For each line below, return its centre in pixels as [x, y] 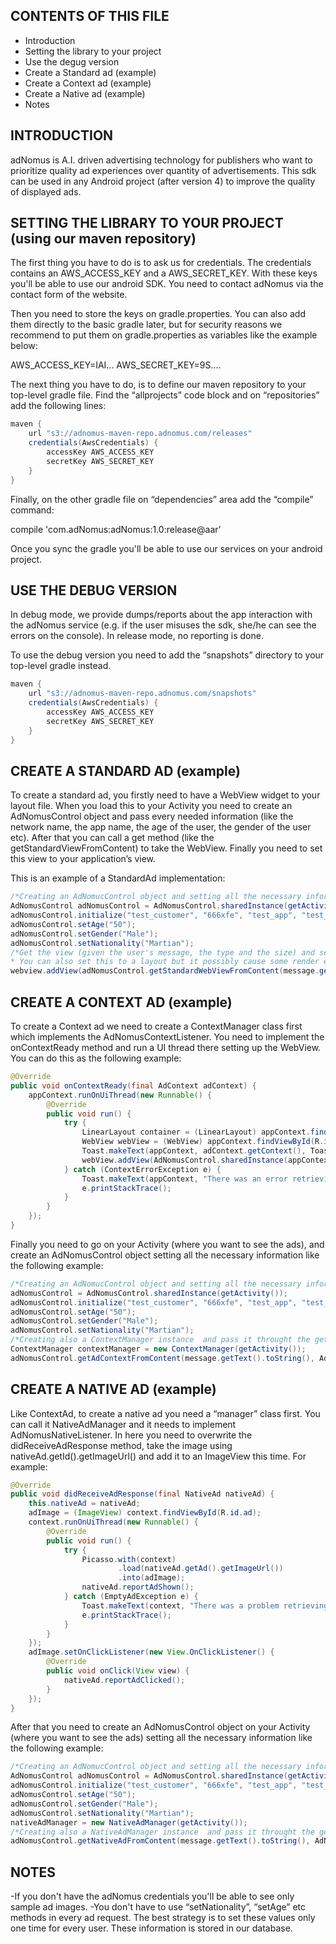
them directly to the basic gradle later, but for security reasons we [146, 325]
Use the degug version [72, 61]
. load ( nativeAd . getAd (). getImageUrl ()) [200, 1569]
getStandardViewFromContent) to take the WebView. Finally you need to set [166, 848]
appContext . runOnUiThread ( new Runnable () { [120, 1095]
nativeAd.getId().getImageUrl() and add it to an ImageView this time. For [158, 1456]
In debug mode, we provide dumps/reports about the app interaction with [161, 615]
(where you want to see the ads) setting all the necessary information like [161, 1738]
